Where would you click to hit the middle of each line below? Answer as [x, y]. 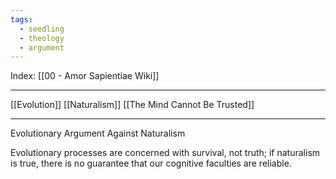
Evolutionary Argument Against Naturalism [98, 133]
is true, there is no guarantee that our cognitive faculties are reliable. [151, 163]
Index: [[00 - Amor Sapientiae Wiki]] [85, 76]
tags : [21, 19]
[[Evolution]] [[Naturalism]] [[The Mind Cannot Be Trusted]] [132, 105]
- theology [42, 38]
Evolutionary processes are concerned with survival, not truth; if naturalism [165, 153]
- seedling [42, 29]
